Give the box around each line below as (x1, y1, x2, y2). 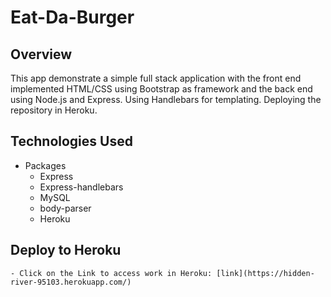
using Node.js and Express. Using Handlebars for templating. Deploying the (10, 94, 322, 105)
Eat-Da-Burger (10, 6, 135, 29)
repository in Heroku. (10, 104, 98, 116)
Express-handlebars (39, 181, 124, 193)
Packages (24, 159, 67, 171)
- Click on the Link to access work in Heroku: (10, 268, 213, 278)
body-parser (39, 202, 92, 214)
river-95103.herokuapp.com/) (10, 277, 132, 287)
